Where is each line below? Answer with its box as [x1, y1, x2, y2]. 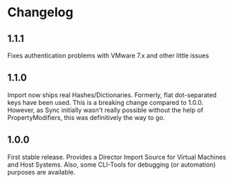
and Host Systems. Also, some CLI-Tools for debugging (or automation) [7, 160, 216, 169]
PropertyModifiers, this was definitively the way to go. [7, 113, 165, 121]
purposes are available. [7, 167, 76, 176]
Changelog [7, 4, 74, 21]
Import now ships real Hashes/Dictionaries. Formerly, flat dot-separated [7, 90, 217, 99]
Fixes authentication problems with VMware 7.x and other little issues [7, 51, 210, 60]
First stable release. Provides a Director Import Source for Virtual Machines [7, 152, 227, 161]
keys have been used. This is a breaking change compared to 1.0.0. [7, 98, 204, 106]
